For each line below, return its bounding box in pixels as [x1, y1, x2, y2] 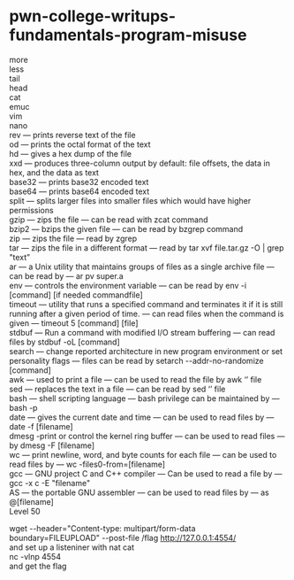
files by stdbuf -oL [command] [9, 336, 121, 347]
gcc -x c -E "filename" [9, 477, 91, 488]
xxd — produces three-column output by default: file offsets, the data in [9, 158, 271, 168]
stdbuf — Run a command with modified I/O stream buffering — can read [9, 327, 275, 337]
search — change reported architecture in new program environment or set [9, 345, 283, 356]
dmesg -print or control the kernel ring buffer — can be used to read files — [9, 430, 285, 441]
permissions [9, 205, 55, 215]
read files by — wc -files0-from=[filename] [9, 459, 166, 469]
